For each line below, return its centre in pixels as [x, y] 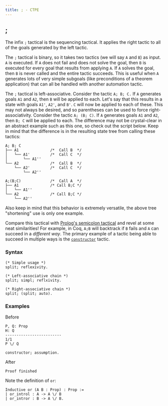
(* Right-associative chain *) [38, 289]
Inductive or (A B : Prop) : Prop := [45, 390]
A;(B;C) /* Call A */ [43, 181]
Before [12, 317]
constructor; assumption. [32, 353]
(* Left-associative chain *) [37, 276]
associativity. [19, 115]
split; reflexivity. [27, 267]
